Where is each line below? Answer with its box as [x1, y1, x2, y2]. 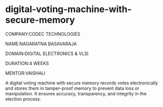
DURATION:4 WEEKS [5, 60, 49, 66]
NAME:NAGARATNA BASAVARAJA [5, 40, 77, 46]
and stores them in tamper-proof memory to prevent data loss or [5, 85, 140, 91]
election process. [5, 96, 41, 102]
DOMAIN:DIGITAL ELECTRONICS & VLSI [5, 50, 89, 57]
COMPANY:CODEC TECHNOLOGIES [5, 31, 81, 37]
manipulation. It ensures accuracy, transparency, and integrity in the [5, 90, 147, 96]
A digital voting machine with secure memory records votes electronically [5, 80, 158, 86]
